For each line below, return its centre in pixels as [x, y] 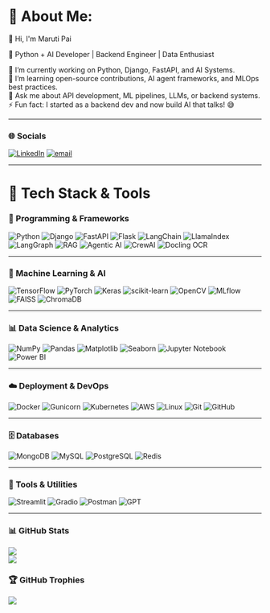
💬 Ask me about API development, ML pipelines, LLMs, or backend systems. [134, 95]
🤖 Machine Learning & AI [57, 273]
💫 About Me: [51, 16]
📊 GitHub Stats [39, 531]
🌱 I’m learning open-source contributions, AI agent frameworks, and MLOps [134, 78]
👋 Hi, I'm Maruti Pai [40, 39]
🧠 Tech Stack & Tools [80, 193]
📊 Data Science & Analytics [63, 327]
